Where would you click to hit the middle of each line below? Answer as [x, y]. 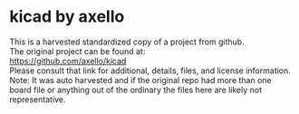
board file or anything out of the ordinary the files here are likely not [136, 90]
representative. [38, 99]
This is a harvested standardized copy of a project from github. [127, 42]
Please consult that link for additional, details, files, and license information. [150, 71]
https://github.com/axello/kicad [68, 61]
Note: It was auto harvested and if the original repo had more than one [140, 80]
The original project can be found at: [77, 51]
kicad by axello [67, 17]
